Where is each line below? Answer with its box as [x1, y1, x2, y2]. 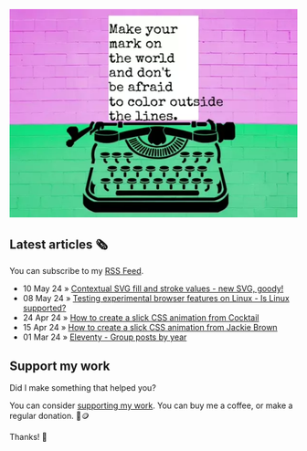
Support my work [9, 358, 111, 373]
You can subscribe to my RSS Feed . [9, 266, 144, 277]
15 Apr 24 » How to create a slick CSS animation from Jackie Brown [22, 322, 278, 333]
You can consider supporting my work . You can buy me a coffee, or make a [9, 400, 293, 411]
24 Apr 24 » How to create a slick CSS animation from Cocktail [22, 312, 259, 323]
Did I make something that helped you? [9, 383, 157, 393]
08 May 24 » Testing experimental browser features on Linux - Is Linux [22, 293, 290, 304]
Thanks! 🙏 [9, 432, 48, 443]
